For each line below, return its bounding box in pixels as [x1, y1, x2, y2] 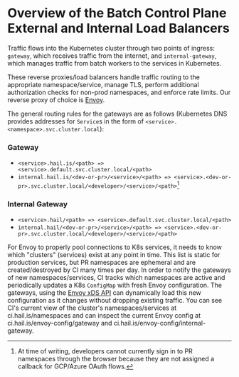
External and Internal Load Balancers [7, 20, 230, 36]
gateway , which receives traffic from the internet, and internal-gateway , [7, 51, 217, 60]
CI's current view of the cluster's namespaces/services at [7, 303, 177, 312]
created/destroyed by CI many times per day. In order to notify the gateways [7, 266, 231, 274]
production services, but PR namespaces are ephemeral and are [7, 258, 196, 267]
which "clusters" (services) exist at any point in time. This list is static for [7, 251, 221, 259]
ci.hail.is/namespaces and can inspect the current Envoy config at [7, 311, 201, 320]
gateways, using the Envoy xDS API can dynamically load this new [7, 288, 201, 297]
